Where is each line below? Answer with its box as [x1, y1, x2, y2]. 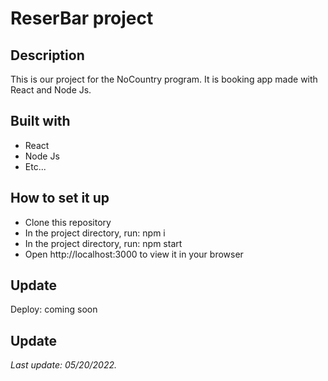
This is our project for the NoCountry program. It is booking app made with [10, 73, 318, 85]
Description [10, 47, 85, 64]
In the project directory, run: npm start [24, 237, 183, 249]
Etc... [24, 160, 47, 172]
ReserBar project [10, 7, 154, 30]
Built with [10, 113, 71, 130]
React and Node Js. [10, 84, 92, 96]
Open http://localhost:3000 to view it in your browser [24, 248, 244, 260]
